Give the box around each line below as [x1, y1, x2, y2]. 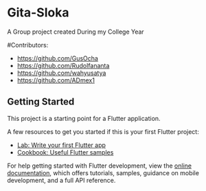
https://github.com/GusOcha [16, 54, 98, 63]
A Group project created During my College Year [7, 27, 144, 36]
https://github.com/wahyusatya [16, 69, 106, 77]
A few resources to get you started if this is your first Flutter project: [7, 127, 199, 135]
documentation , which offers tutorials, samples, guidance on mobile [7, 168, 199, 177]
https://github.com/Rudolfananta [16, 61, 110, 69]
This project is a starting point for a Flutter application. [7, 114, 161, 122]
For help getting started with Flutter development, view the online [7, 161, 192, 170]
